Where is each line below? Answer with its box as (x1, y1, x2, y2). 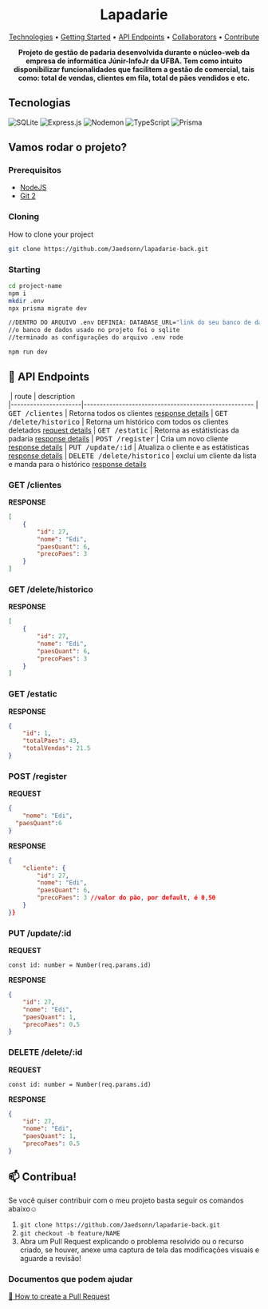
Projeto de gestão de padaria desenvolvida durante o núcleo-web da (18, 47, 250, 57)
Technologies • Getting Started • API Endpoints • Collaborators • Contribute (8, 32, 260, 42)
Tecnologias (8, 96, 71, 110)
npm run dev (8, 348, 48, 357)
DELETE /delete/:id (8, 1047, 83, 1058)
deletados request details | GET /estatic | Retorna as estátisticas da (8, 425, 239, 435)
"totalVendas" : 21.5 (22, 744, 91, 752)
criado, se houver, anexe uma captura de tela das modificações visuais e (19, 1245, 260, 1255)
